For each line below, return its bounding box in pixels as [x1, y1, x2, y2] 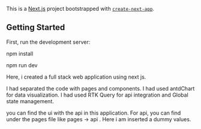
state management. [6, 97, 54, 104]
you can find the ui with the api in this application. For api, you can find [6, 109, 181, 116]
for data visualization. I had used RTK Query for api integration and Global [6, 91, 189, 98]
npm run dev [6, 61, 38, 68]
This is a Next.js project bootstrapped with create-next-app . [6, 5, 155, 12]
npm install [6, 50, 34, 57]
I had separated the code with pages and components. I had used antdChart [6, 85, 195, 92]
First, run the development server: [6, 38, 91, 46]
